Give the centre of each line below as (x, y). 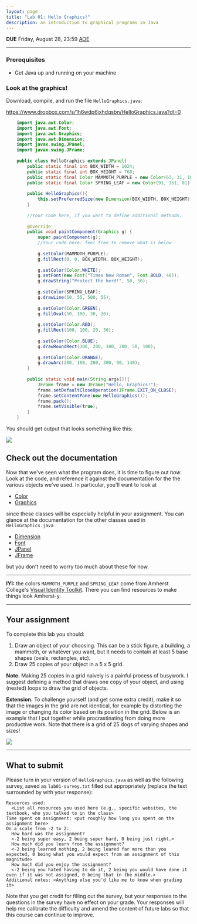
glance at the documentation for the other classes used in (76, 520)
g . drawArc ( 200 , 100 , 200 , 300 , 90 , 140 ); (89, 363)
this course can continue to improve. (50, 915)
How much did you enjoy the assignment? (61, 864)
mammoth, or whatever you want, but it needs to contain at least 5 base (101, 652)
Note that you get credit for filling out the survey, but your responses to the (97, 896)
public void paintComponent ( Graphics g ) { (80, 232)
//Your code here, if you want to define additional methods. (105, 215)
